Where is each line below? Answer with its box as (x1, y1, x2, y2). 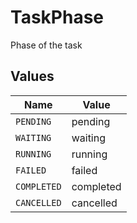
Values (10, 68, 55, 85)
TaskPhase (10, 6, 105, 29)
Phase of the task (10, 39, 83, 51)
